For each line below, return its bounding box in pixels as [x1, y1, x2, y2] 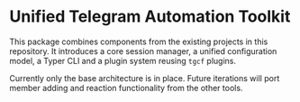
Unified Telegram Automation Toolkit [9, 6, 291, 27]
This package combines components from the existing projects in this [9, 36, 268, 47]
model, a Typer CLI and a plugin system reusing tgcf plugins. [9, 55, 237, 66]
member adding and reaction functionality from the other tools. [9, 82, 243, 93]
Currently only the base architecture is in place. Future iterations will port [9, 72, 280, 83]
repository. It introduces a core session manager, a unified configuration [9, 45, 277, 56]
